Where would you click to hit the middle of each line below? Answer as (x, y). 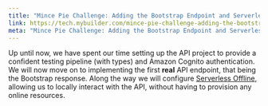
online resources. (37, 96)
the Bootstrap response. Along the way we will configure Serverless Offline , (133, 79)
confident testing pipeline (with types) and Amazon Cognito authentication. (132, 61)
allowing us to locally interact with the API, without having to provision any (130, 87)
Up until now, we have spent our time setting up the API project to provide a (132, 53)
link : (17, 23)
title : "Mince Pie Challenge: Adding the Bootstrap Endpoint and (119, 16)
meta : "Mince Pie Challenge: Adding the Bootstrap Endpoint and (117, 30)
